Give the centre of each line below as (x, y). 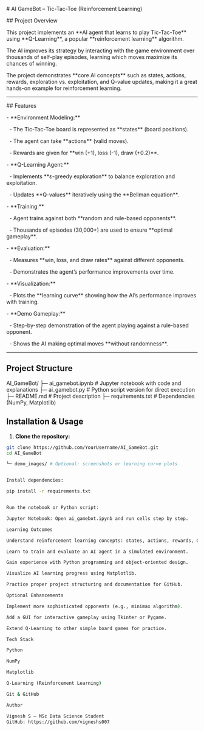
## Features (21, 106)
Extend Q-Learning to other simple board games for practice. (87, 628)
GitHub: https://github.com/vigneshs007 (58, 722)
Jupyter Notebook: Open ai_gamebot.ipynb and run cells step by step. (97, 518)
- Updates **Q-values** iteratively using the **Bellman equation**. (94, 195)
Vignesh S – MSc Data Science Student (55, 716)
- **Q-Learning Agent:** (38, 165)
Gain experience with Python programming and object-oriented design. (97, 563)
